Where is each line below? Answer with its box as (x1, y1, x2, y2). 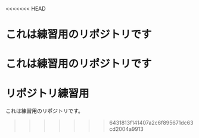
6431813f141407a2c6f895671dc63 (109, 119, 194, 127)
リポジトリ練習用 (5, 86, 90, 100)
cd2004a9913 (109, 126, 144, 133)
